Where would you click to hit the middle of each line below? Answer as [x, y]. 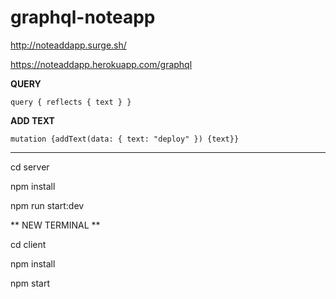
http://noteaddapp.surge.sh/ [68, 45]
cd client [28, 244]
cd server [30, 167]
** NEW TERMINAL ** [55, 225]
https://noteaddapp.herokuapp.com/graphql [101, 64]
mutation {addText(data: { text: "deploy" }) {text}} [125, 139]
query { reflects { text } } [71, 102]
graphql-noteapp [83, 17]
